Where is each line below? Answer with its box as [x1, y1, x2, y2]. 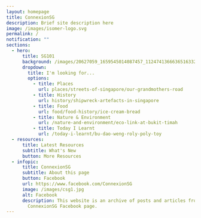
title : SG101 [22, 53, 55, 59]
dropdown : [22, 64, 47, 70]
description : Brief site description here [6, 20, 114, 26]
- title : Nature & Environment [32, 114, 111, 120]
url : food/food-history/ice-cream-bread [38, 109, 141, 115]
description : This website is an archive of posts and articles [22, 198, 186, 204]
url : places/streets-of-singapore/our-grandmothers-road [38, 87, 184, 93]
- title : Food [32, 103, 68, 109]
